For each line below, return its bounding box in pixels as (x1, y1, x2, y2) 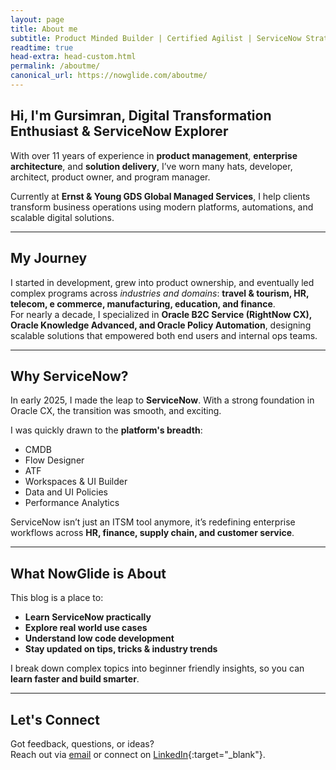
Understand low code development (24, 632, 175, 645)
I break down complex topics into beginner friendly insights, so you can (10, 662, 305, 675)
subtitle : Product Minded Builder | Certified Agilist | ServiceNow (10, 33, 302, 43)
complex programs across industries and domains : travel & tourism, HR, (10, 287, 310, 299)
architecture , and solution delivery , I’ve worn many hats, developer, (10, 160, 293, 172)
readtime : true (10, 42, 74, 53)
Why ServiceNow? (10, 367, 129, 385)
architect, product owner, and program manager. (10, 171, 211, 183)
